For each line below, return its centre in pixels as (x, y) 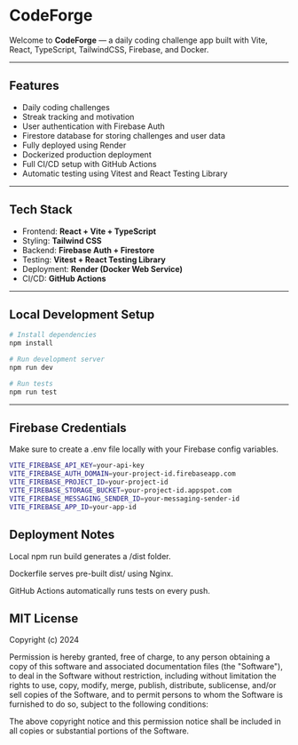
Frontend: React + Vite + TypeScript (89, 231)
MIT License (44, 618)
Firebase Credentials (68, 428)
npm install (31, 343)
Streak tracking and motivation (78, 116)
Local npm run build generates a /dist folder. (90, 556)
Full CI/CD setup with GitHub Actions (89, 164)
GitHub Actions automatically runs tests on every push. (110, 590)
